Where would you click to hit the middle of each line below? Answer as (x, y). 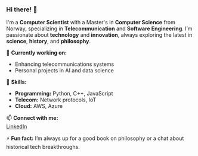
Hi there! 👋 (22, 9)
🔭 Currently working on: (37, 53)
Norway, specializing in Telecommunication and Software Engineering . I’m (99, 28)
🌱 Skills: (16, 82)
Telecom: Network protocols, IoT (55, 100)
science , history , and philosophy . (49, 42)
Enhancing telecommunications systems (64, 64)
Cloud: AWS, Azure (39, 106)
